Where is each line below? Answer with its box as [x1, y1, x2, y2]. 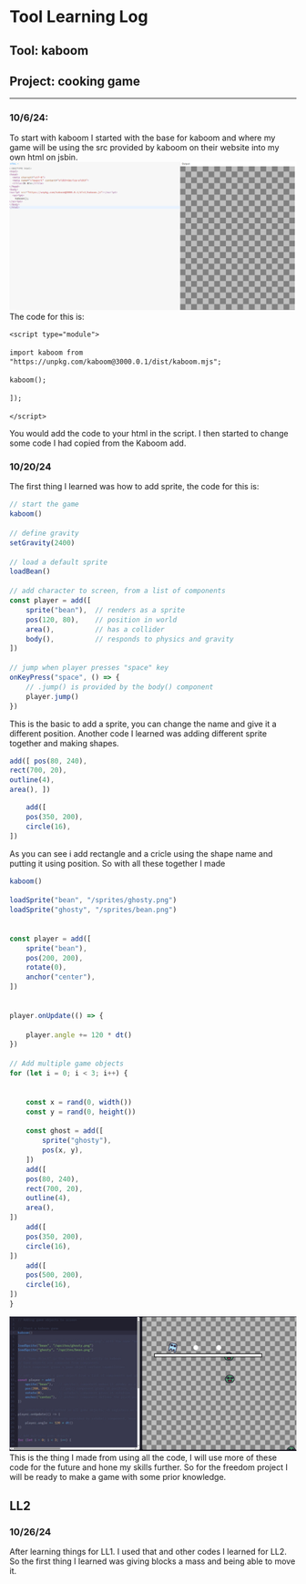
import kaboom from [9, 348, 84, 357]
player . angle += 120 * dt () [25, 1030, 132, 1040]
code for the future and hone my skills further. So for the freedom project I [9, 1462, 289, 1473]
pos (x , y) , [42, 1146, 84, 1155]
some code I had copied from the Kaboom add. [9, 437, 187, 448]
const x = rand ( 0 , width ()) [25, 1097, 132, 1106]
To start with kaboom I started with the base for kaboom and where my [9, 132, 276, 143]
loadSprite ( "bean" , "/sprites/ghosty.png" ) [9, 896, 178, 905]
